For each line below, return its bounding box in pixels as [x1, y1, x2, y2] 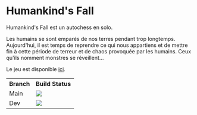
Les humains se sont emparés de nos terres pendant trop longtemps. [6, 35, 176, 42]
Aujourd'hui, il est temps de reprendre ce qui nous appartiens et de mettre [6, 41, 188, 49]
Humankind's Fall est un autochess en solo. [6, 24, 113, 31]
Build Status [35, 79, 71, 88]
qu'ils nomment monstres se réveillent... [6, 54, 104, 61]
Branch [9, 79, 30, 88]
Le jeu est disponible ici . [6, 65, 65, 72]
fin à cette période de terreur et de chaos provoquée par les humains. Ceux [6, 47, 192, 55]
